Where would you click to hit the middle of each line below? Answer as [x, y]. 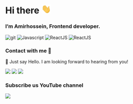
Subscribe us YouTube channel [44, 85]
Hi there [22, 10]
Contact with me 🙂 [28, 51]
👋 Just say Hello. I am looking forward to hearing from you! [67, 61]
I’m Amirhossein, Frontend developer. [53, 26]
